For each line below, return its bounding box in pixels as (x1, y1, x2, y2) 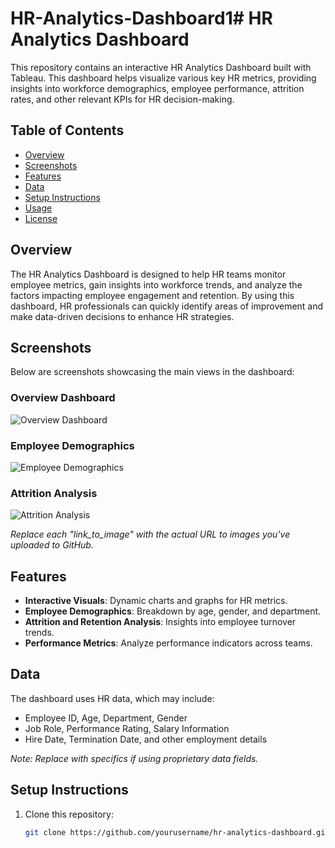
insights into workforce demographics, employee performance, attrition (10, 82, 305, 94)
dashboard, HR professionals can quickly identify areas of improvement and (10, 300, 324, 312)
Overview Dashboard (10, 391, 116, 405)
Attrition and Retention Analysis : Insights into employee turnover (24, 616, 297, 628)
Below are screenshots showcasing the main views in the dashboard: (10, 366, 295, 378)
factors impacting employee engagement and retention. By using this (10, 289, 295, 301)
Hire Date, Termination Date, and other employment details (24, 733, 268, 745)
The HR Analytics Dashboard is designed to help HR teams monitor (10, 268, 287, 280)
